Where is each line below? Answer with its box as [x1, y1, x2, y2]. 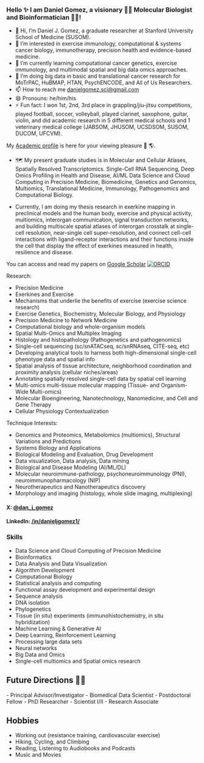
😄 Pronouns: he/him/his [15, 95, 76, 102]
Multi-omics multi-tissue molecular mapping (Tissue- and [15, 382, 160, 389]
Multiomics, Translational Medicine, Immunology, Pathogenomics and [15, 185, 190, 192]
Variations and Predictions [15, 438, 82, 445]
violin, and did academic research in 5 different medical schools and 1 [15, 117, 191, 124]
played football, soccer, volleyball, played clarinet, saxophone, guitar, [15, 110, 189, 118]
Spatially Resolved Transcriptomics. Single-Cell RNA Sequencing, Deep [15, 165, 195, 173]
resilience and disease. [15, 249, 73, 256]
